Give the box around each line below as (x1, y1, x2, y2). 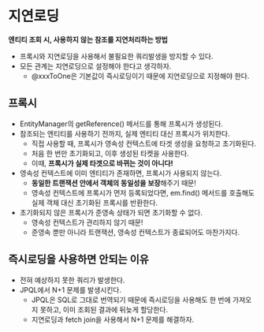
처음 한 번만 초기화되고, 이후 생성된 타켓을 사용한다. (31, 148, 189, 158)
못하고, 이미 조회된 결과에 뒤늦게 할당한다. (39, 304, 169, 314)
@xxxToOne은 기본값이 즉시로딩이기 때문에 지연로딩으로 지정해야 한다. (31, 71, 250, 80)
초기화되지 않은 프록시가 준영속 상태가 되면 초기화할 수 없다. (19, 207, 203, 217)
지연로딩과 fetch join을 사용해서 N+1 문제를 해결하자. (31, 315, 195, 324)
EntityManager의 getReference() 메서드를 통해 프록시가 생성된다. (19, 119, 223, 129)
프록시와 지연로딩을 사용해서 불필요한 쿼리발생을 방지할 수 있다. (19, 51, 214, 61)
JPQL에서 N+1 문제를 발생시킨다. (19, 285, 122, 294)
